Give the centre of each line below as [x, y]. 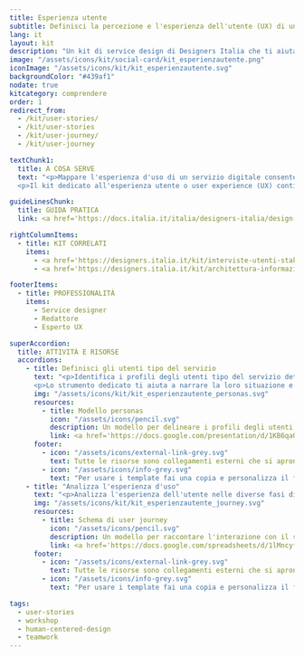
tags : [19, 604]
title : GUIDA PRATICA [58, 210]
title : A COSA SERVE [56, 168]
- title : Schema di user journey [105, 520]
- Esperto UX [58, 327]
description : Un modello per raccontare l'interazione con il [169, 537]
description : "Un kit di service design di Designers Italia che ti [141, 52]
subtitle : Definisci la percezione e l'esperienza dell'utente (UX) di [147, 26]
